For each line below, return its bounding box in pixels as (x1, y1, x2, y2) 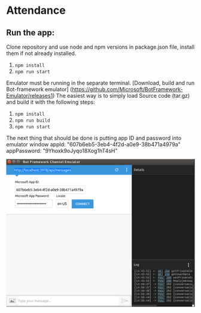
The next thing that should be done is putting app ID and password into (6, 134, 181, 142)
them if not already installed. (6, 50, 77, 57)
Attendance (6, 4, 66, 17)
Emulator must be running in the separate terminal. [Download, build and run (6, 79, 195, 86)
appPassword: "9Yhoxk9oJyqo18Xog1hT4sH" (6, 148, 118, 154)
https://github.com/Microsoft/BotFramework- (71, 86, 184, 93)
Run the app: (6, 28, 55, 38)
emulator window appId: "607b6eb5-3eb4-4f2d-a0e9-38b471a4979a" (6, 141, 181, 148)
